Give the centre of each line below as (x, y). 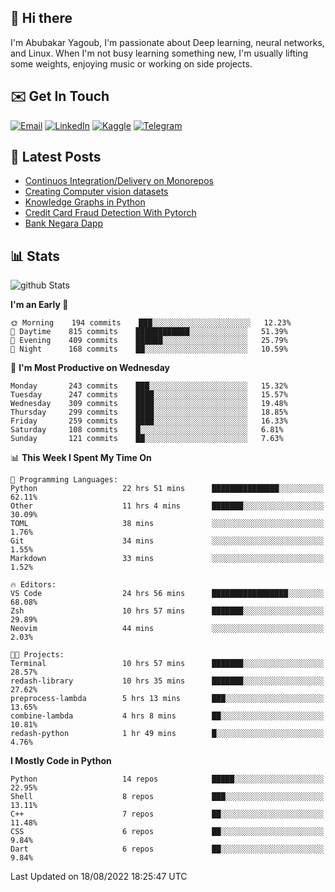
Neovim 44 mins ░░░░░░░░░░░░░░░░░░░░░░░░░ (167, 629)
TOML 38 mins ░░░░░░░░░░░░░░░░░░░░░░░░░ (167, 524)
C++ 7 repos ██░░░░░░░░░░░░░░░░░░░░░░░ (167, 814)
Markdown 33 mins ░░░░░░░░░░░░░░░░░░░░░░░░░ (167, 559)
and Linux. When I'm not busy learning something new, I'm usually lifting (159, 53)
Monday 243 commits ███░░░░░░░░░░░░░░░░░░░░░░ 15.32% (149, 386)
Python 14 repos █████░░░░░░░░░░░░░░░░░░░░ (167, 779)
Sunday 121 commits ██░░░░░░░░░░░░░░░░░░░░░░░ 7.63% (147, 439)
